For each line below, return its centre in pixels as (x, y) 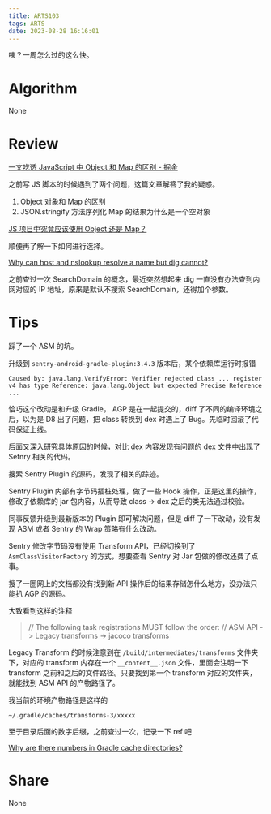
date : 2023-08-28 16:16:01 (54, 31)
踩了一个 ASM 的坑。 (43, 347)
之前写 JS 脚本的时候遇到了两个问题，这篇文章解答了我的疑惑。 (114, 184)
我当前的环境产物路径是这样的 (58, 700)
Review (34, 144)
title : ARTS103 (34, 16)
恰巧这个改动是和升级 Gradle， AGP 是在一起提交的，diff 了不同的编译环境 (132, 409)
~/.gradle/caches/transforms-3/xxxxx (72, 716)
